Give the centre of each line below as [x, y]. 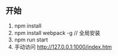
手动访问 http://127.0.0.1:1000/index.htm [63, 46]
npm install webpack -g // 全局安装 [57, 33]
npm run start [31, 39]
